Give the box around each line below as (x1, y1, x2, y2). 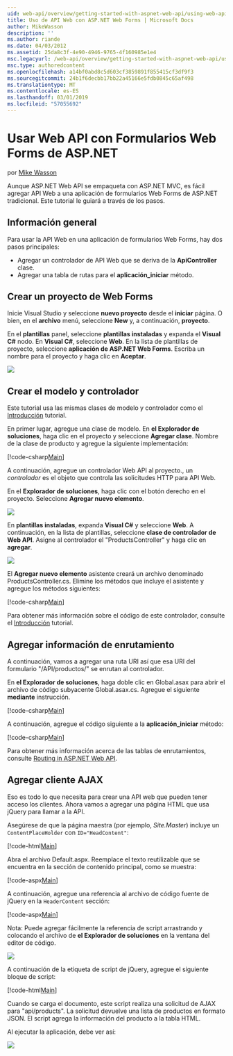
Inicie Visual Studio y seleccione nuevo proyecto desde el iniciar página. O (7, 309, 223, 317)
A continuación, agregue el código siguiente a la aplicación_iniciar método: (7, 720, 224, 728)
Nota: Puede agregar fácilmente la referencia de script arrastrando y (7, 923, 203, 932)
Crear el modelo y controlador (7, 385, 139, 397)
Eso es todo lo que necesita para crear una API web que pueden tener (7, 793, 208, 801)
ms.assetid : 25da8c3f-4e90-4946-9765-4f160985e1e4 (7, 49, 157, 56)
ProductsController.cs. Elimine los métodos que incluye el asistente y (7, 577, 205, 586)
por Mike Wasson (7, 168, 58, 176)
